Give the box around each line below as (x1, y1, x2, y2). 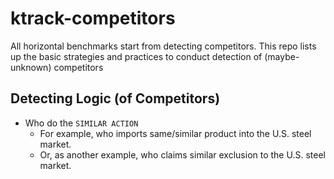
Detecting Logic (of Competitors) (10, 90, 221, 107)
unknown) (10, 61, 52, 73)
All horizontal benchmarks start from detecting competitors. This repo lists (10, 40, 317, 52)
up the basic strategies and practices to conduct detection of (10, 50, 263, 62)
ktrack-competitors (10, 7, 176, 30)
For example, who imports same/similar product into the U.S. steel (39, 127, 312, 139)
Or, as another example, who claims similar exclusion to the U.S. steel (39, 148, 326, 161)
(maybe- (264, 50, 300, 62)
